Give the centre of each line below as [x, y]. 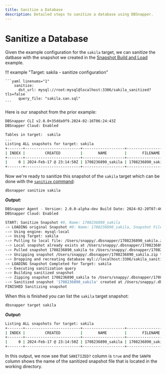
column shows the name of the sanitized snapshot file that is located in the [81, 361]
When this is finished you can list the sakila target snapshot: [67, 296]
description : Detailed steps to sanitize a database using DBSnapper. [79, 14]
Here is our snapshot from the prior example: [51, 112]
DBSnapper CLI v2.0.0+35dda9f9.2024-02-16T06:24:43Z [61, 121]
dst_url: [27, 90]
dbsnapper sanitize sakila [33, 190]
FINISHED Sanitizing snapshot [36, 287]
